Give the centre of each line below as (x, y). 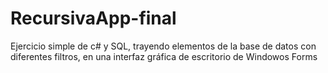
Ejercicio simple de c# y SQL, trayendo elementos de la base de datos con (163, 46)
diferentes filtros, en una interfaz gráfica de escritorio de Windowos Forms (164, 56)
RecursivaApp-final (93, 18)
